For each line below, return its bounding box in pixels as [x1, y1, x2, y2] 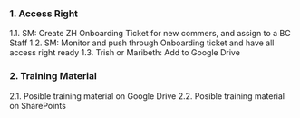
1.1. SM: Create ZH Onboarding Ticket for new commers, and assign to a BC [9, 28, 292, 39]
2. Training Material [9, 70, 97, 83]
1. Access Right [9, 7, 79, 20]
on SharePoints [9, 100, 66, 111]
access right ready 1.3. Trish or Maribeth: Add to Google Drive [9, 47, 240, 58]
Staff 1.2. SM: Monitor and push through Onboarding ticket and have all [9, 37, 275, 48]
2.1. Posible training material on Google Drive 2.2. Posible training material [9, 90, 285, 102]
